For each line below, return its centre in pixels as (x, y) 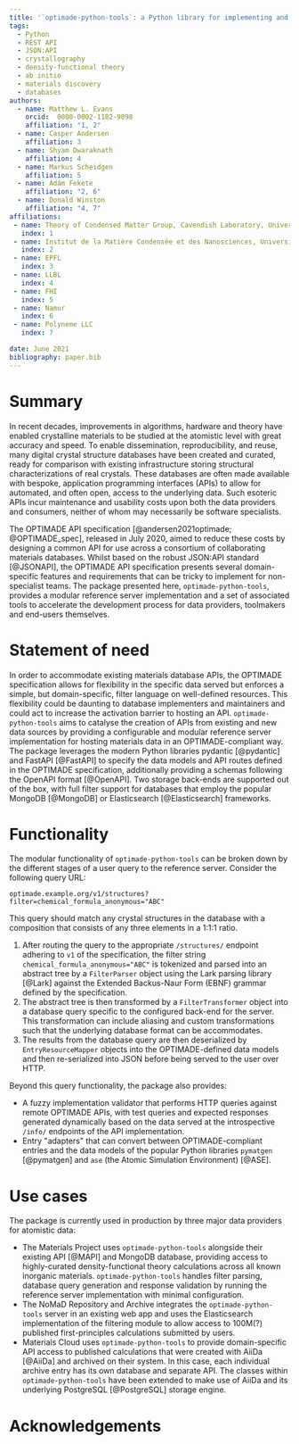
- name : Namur (39, 308)
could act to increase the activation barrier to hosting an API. (121, 713)
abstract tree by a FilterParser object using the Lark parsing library (147, 974)
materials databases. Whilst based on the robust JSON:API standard (134, 557)
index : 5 (37, 300)
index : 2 (37, 250)
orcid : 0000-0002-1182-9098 (79, 117)
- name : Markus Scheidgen (65, 167)
